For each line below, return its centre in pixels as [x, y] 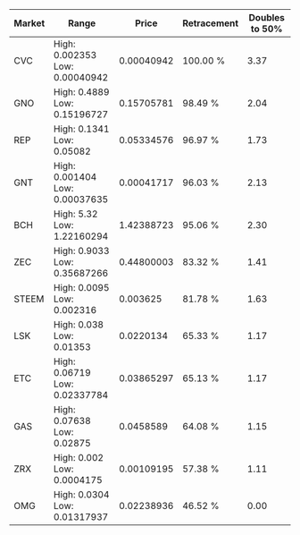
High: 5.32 [75, 214]
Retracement [211, 23]
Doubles [267, 17]
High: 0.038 [79, 324]
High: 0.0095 [81, 288]
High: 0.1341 [81, 129]
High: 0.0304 [81, 494]
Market [29, 23]
